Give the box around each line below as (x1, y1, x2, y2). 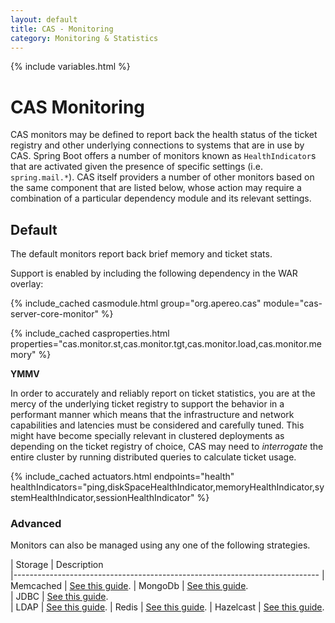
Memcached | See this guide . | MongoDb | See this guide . (10, 580, 249, 592)
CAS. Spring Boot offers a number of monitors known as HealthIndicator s (10, 150, 317, 162)
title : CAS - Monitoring (10, 24, 114, 34)
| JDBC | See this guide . (10, 591, 109, 603)
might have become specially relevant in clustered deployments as (10, 430, 285, 442)
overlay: (10, 278, 44, 290)
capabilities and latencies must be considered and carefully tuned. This (10, 419, 305, 431)
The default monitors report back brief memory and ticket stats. (10, 248, 273, 260)
